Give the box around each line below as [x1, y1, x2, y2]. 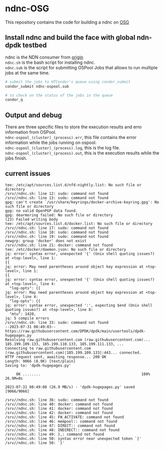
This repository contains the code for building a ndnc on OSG [5, 19, 129, 25]
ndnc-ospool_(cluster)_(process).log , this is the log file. [5, 145, 120, 151]
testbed [22, 41, 47, 50]
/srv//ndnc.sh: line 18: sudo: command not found [5, 229, 109, 235]
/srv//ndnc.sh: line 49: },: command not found [5, 432, 105, 437]
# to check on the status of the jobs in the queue [5, 93, 113, 98]
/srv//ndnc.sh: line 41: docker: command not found [5, 406, 113, 411]
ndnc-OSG [5, 3, 50, 14]
